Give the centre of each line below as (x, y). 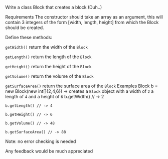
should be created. (25, 28)
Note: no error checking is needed (41, 141)
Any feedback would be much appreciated (49, 151)
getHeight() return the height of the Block (48, 66)
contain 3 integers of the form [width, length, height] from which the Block (82, 22)
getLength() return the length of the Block (48, 57)
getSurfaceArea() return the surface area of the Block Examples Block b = (81, 86)
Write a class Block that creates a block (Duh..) (54, 7)
